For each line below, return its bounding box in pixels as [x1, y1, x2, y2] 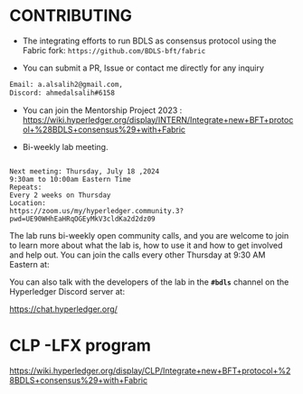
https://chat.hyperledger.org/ [9, 304, 118, 314]
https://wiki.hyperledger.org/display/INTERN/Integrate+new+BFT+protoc [22, 114, 294, 125]
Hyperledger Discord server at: [9, 286, 125, 296]
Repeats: [9, 183, 43, 192]
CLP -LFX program [9, 335, 152, 355]
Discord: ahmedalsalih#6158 [9, 88, 116, 98]
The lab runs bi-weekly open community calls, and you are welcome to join [9, 230, 289, 240]
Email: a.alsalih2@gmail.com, [9, 80, 124, 89]
